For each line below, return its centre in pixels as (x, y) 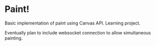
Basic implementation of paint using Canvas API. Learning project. (73, 23)
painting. (14, 38)
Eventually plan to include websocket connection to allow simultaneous (78, 32)
